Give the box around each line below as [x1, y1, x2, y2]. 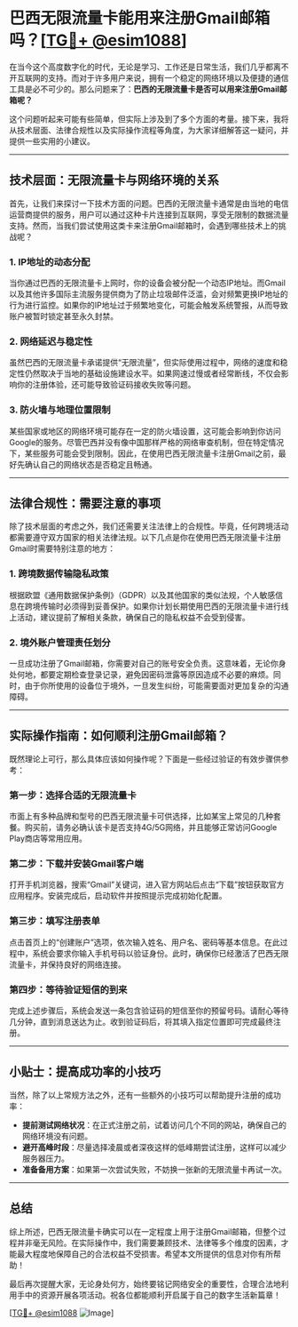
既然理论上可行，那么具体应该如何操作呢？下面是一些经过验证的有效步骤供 [9, 753, 281, 764]
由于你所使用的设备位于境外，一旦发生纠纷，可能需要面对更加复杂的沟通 [24, 681, 289, 691]
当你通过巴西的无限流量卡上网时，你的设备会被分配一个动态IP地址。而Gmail [9, 277, 286, 289]
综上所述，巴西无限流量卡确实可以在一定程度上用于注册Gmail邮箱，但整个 [9, 1226, 279, 1236]
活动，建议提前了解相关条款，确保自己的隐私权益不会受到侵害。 [16, 612, 250, 622]
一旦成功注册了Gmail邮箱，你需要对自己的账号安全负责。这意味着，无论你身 [9, 659, 286, 669]
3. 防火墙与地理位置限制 [9, 404, 111, 416]
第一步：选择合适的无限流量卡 [9, 788, 137, 801]
